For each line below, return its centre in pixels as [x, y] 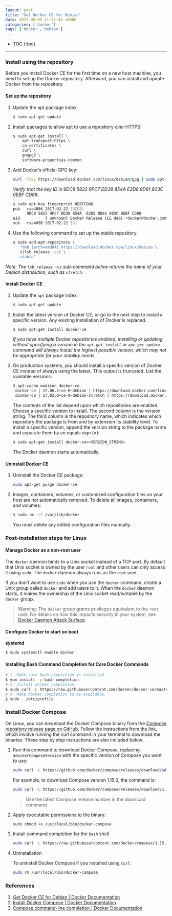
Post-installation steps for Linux [46, 538]
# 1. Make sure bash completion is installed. [56, 675]
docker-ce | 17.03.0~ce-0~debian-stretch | [62, 396]
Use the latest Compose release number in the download [85, 799]
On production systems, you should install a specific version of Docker [87, 365]
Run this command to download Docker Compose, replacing [76, 750]
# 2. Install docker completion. [41, 685]
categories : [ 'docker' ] [31, 24]
